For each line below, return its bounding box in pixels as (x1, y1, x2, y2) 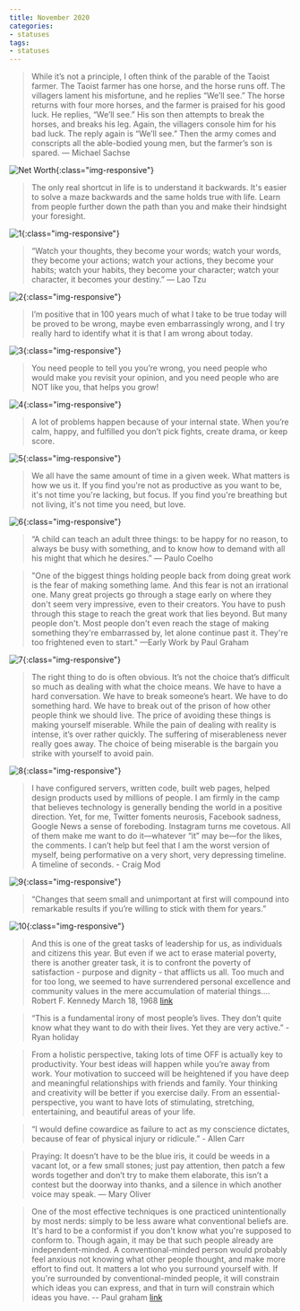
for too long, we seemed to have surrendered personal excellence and (30, 976, 291, 987)
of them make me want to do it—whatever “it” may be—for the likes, (30, 831, 282, 842)
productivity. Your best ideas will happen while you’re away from (30, 1059, 270, 1070)
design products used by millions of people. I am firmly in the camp (30, 792, 280, 803)
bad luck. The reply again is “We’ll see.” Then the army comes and (30, 128, 277, 139)
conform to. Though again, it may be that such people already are (30, 1235, 274, 1245)
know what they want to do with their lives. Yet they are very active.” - (30, 1022, 289, 1033)
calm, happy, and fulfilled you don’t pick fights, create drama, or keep (30, 426, 288, 437)
